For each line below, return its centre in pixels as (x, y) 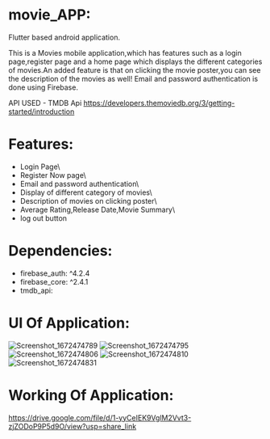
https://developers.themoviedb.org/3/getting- (159, 103)
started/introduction (42, 112)
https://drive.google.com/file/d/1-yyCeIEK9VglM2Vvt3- (100, 417)
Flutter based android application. (64, 37)
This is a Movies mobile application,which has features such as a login (125, 53)
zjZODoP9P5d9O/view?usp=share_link (73, 426)
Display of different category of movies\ (86, 192)
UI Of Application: (69, 323)
